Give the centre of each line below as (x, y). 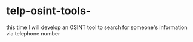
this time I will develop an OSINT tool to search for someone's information (97, 27)
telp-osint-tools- (49, 11)
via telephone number (33, 33)
